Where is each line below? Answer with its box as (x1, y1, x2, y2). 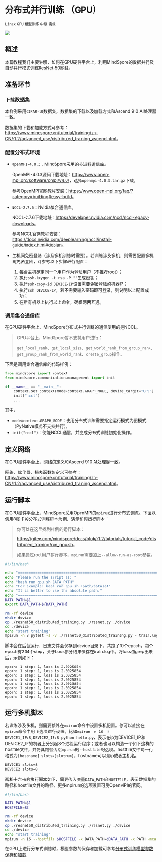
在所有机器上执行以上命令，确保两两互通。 (19, 299, 104, 305)
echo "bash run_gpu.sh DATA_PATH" (5, 579, 75, 585)
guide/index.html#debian (12, 242, 62, 248)
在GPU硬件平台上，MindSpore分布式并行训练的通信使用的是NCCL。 (5, 325, 141, 330)
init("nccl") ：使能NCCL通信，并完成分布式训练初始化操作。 (12, 430, 135, 436)
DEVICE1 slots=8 (5, 762, 38, 767)
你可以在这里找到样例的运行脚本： (16, 526, 85, 532)
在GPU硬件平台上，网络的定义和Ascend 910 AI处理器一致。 (5, 459, 123, 465)
